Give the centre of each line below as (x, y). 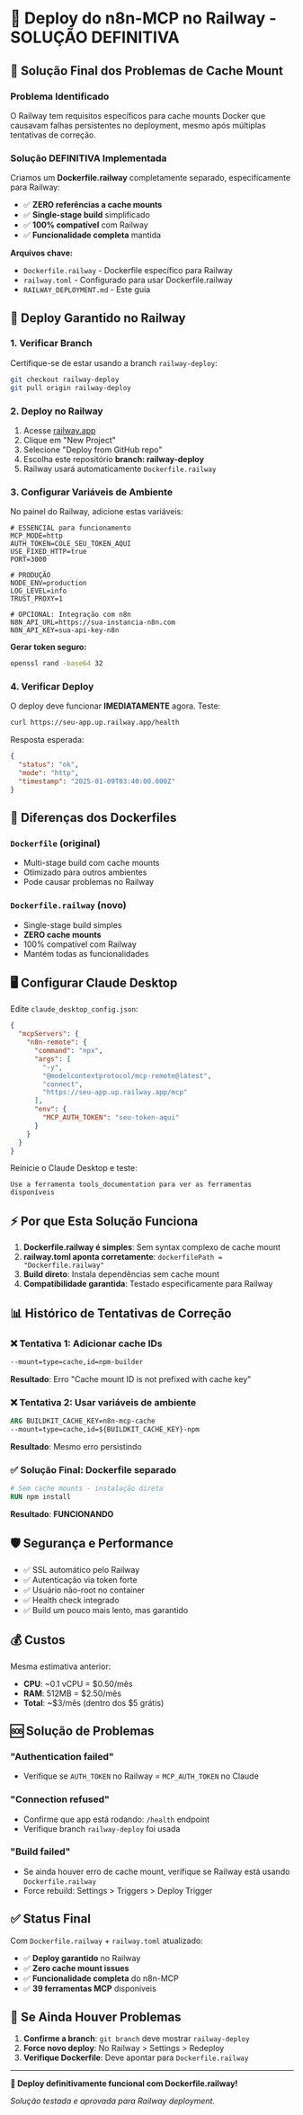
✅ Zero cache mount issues (76, 1968)
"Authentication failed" (62, 1756)
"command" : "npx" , (68, 1051)
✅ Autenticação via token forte (80, 1580)
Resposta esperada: (47, 740)
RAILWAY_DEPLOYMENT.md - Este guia (87, 290)
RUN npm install (40, 1497)
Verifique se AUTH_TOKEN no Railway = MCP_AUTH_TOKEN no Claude (141, 1776)
